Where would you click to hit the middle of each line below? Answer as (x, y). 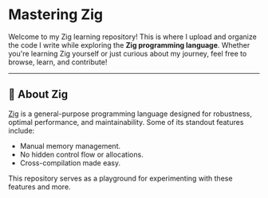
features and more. (39, 186)
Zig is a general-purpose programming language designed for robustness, (130, 114)
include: (22, 130)
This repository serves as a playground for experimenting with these (120, 178)
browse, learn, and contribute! (58, 62)
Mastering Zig (56, 15)
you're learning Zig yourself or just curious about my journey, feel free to (128, 53)
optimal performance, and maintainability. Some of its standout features (126, 122)
